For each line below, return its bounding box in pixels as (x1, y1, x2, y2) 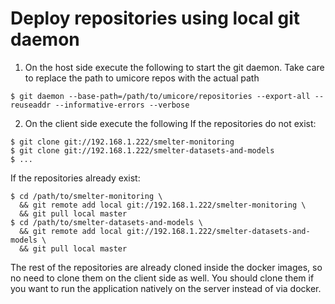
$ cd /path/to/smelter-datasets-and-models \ (10, 217, 203, 227)
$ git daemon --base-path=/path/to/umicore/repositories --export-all (10, 91, 311, 101)
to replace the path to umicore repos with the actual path (24, 72, 260, 84)
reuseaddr (10, 100, 52, 110)
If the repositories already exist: (10, 172, 141, 184)
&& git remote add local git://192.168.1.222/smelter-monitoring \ (19, 200, 307, 210)
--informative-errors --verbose (54, 100, 190, 110)
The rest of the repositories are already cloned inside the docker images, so (10, 261, 323, 273)
